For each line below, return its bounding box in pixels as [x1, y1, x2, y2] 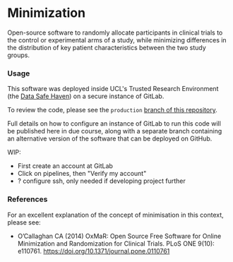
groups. [7, 51, 30, 59]
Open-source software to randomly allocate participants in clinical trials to [7, 28, 223, 37]
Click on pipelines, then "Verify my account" [17, 169, 147, 178]
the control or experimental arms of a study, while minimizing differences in [7, 35, 227, 44]
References [7, 194, 48, 204]
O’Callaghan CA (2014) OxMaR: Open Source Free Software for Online [17, 232, 222, 240]
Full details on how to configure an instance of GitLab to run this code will [7, 119, 221, 128]
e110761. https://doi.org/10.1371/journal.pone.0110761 [17, 246, 170, 255]
